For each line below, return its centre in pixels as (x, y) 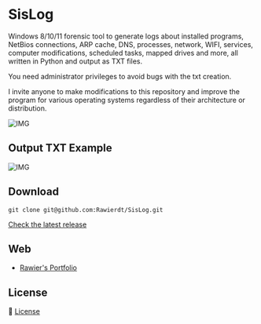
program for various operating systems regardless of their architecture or (127, 100)
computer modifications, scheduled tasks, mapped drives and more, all (123, 53)
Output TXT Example (60, 148)
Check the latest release (48, 224)
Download (33, 192)
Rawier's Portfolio (48, 268)
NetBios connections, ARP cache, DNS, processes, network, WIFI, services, (131, 44)
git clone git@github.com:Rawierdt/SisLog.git (86, 209)
